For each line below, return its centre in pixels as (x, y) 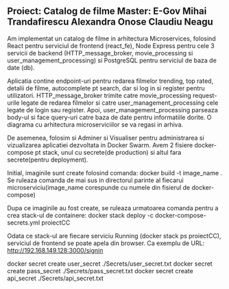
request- (205, 95)
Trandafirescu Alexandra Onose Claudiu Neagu (110, 22)
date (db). (21, 67)
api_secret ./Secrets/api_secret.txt (56, 278)
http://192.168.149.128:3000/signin (55, 250)
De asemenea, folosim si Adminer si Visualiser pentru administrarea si (106, 138)
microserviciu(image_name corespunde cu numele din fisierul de (99, 187)
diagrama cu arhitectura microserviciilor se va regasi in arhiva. (95, 124)
